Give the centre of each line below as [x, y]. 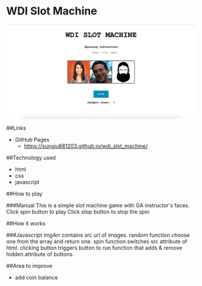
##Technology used [31, 158]
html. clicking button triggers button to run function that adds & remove [94, 248]
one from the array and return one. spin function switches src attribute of [97, 242]
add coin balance [36, 278]
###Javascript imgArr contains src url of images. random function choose [98, 235]
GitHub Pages [32, 140]
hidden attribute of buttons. [40, 254]
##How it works [26, 224]
